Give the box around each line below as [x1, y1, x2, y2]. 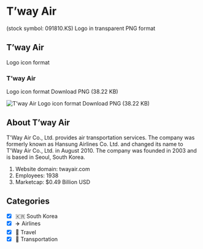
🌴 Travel [15, 228, 37, 236]
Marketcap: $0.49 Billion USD [15, 178, 91, 185]
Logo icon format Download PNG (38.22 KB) [6, 88, 118, 96]
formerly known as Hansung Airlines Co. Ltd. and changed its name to [6, 140, 183, 148]
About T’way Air [6, 118, 71, 128]
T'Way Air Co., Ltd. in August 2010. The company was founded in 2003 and [6, 147, 197, 154]
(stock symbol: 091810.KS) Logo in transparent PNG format [6, 25, 156, 32]
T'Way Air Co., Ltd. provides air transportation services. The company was [6, 134, 195, 141]
